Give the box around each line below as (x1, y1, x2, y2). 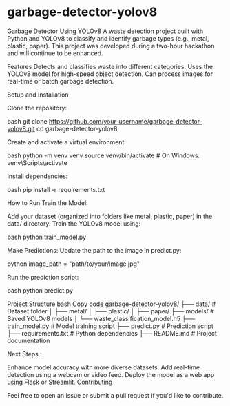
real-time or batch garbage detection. (7, 77, 114, 85)
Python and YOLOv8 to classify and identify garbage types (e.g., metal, (7, 34, 209, 42)
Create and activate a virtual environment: (7, 137, 126, 146)
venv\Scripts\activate (7, 158, 67, 166)
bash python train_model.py (7, 233, 87, 241)
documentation (7, 336, 50, 345)
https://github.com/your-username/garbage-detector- (48, 117, 203, 125)
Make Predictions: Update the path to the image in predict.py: (7, 246, 182, 254)
